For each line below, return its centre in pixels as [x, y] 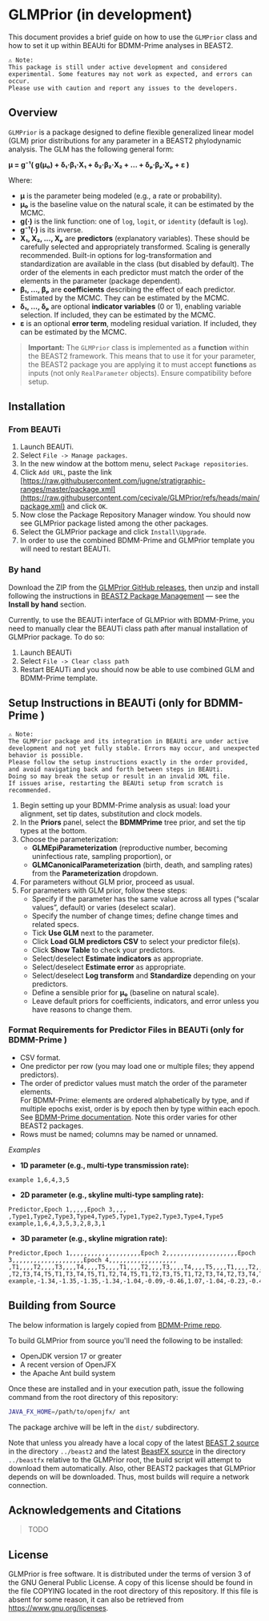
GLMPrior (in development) [100, 15]
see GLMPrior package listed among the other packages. [114, 523]
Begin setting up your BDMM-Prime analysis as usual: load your [125, 805]
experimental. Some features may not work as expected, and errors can [130, 74]
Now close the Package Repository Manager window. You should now [135, 515]
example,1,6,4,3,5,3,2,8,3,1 [57, 1224]
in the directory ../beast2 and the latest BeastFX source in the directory [127, 1451]
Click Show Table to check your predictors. [103, 950]
